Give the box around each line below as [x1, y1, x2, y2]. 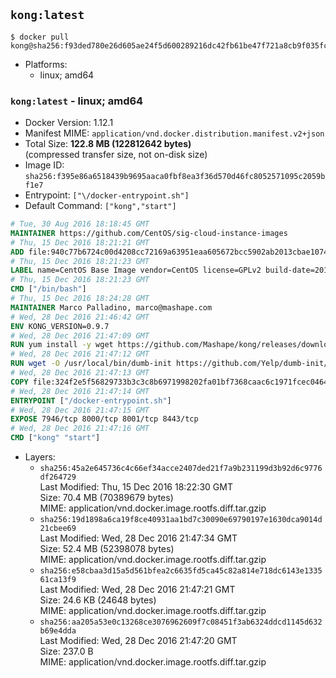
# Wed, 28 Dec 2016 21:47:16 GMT [10, 424, 150, 434]
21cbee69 [39, 524, 77, 534]
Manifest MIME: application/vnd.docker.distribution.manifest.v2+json [24, 127, 325, 139]
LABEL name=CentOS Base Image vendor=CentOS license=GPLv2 [10, 265, 262, 276]
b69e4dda [39, 626, 77, 636]
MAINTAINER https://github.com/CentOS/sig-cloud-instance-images [10, 228, 288, 238]
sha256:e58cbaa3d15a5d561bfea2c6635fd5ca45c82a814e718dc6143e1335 [39, 566, 323, 576]
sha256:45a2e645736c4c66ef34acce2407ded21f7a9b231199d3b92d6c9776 [39, 464, 323, 474]
